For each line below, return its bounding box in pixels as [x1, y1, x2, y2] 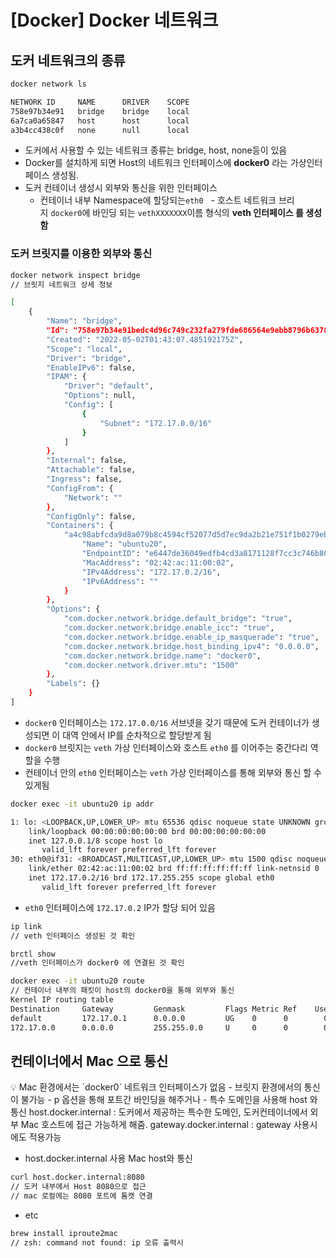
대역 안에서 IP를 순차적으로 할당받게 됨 [62, 729, 212, 741]
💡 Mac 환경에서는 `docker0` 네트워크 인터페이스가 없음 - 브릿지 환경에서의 [10, 1081, 302, 1093]
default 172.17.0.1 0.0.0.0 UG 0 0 [10, 1013, 288, 1023]
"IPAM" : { [46, 372, 87, 382]
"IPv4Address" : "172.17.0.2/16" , [81, 567, 222, 577]
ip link [10, 921, 43, 931]
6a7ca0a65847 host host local [10, 116, 190, 126]
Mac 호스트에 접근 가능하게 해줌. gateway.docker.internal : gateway [20, 1119, 292, 1131]
